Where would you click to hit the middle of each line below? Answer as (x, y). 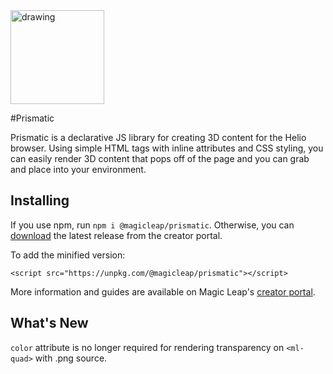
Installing (40, 200)
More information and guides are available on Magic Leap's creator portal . (163, 291)
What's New (49, 323)
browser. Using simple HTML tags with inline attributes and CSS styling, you (167, 148)
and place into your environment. (78, 169)
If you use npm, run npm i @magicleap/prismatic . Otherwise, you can (152, 225)
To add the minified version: (68, 255)
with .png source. (71, 358)
